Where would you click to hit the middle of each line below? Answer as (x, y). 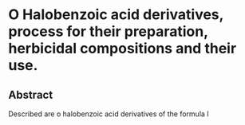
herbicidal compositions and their (122, 49)
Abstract (31, 94)
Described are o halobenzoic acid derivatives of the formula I (109, 114)
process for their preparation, (108, 31)
